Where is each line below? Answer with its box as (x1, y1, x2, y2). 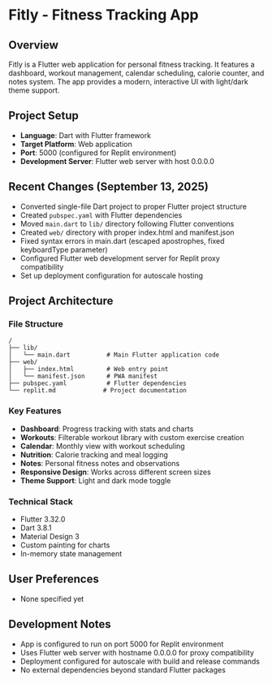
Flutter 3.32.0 (19, 514, 66, 524)
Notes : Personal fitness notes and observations (19, 458, 180, 468)
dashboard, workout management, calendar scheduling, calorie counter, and (8, 68, 265, 78)
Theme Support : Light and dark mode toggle (19, 475, 171, 485)
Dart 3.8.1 (19, 522, 52, 533)
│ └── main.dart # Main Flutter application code (8, 351, 220, 359)
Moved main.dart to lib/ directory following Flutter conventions (19, 218, 235, 228)
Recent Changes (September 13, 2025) (8, 180, 209, 194)
